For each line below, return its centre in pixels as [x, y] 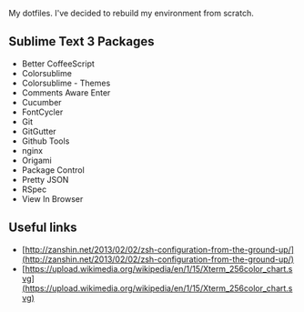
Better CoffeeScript [58, 64]
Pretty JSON [45, 179]
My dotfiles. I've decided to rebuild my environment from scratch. [131, 13]
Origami [36, 160]
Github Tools [46, 141]
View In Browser [52, 198]
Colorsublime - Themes [66, 83]
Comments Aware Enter [66, 92]
